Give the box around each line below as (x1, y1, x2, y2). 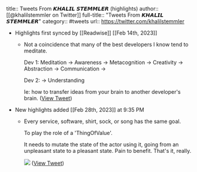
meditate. (23, 47, 48, 54)
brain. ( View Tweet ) (23, 95, 72, 102)
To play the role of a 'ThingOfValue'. (23, 130, 113, 136)
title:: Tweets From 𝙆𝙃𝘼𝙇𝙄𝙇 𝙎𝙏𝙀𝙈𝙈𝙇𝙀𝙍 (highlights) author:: (6, 5, 159, 12)
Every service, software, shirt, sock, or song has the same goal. (23, 118, 181, 125)
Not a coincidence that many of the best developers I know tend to (23, 41, 189, 48)
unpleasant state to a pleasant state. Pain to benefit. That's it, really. (23, 148, 192, 154)
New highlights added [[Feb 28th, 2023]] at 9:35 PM (14, 106, 145, 113)
